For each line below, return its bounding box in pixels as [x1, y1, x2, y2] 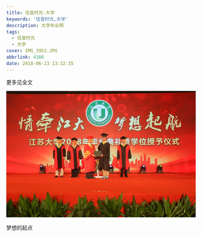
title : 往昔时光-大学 [6, 10, 55, 16]
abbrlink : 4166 [6, 54, 44, 60]
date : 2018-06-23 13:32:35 [6, 60, 74, 66]
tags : [6, 29, 20, 35]
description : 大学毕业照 [6, 22, 64, 28]
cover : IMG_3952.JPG [6, 48, 58, 54]
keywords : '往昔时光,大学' [6, 16, 69, 22]
